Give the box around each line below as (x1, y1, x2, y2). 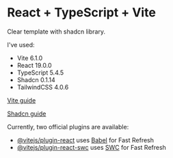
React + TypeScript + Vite (7, 5, 156, 21)
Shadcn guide (7, 109, 46, 118)
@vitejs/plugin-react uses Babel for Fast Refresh (16, 135, 155, 144)
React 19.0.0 (16, 61, 52, 69)
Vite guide (7, 96, 36, 104)
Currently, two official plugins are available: (7, 122, 129, 131)
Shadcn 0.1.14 (16, 75, 56, 83)
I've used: (7, 40, 36, 49)
